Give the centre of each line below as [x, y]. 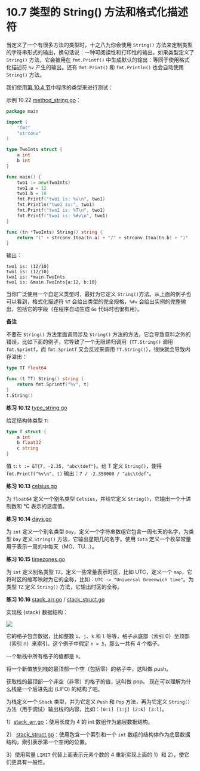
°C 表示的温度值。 [45, 506]
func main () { [24, 177]
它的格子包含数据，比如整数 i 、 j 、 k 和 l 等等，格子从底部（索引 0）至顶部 [98, 636]
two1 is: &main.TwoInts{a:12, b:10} [52, 282]
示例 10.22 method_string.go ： [44, 100]
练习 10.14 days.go [29, 519]
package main [22, 111]
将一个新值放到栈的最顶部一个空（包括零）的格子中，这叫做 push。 [89, 669]
